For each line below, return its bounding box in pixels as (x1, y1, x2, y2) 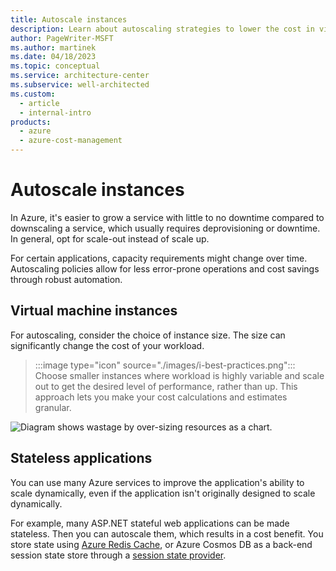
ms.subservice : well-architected (10, 80, 150, 90)
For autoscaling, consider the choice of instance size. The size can (10, 329, 286, 341)
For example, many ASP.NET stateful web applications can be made (10, 517, 290, 529)
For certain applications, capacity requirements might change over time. (10, 252, 308, 264)
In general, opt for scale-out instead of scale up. (10, 232, 210, 245)
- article (19, 98, 60, 108)
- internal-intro (19, 107, 92, 118)
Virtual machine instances (10, 302, 178, 320)
